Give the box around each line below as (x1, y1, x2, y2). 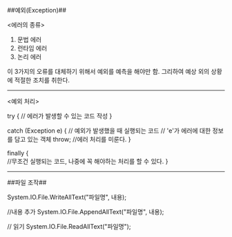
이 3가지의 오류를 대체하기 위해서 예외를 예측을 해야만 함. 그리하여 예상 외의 (7, 68, 210, 75)
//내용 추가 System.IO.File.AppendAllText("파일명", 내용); (7, 208, 164, 216)
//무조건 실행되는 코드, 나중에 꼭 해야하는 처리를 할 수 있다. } (7, 158, 168, 165)
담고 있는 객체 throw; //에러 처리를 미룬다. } (14, 135, 131, 143)
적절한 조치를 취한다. (14, 76, 70, 84)
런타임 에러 (17, 44, 48, 52)
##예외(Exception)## (7, 6, 67, 14)
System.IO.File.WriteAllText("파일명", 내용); (7, 193, 126, 201)
